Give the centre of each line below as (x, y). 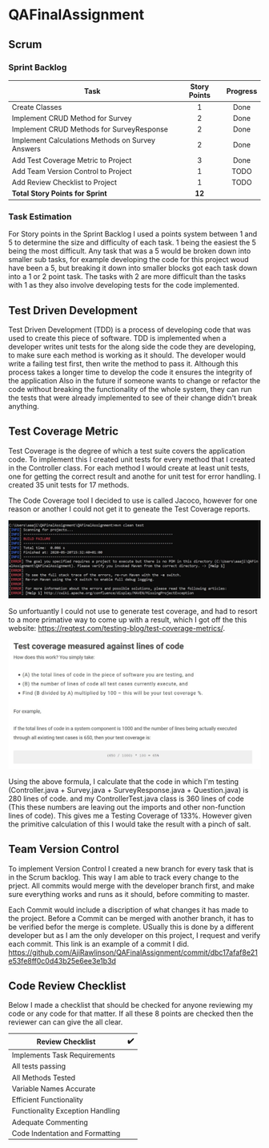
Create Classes (37, 107)
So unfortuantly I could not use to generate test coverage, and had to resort (133, 612)
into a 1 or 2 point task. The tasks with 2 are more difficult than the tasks (127, 277)
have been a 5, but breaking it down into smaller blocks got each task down (133, 268)
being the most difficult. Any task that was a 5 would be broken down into (130, 251)
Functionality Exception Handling (66, 1111)
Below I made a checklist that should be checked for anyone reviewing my (131, 1005)
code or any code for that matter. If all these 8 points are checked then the (131, 1014)
